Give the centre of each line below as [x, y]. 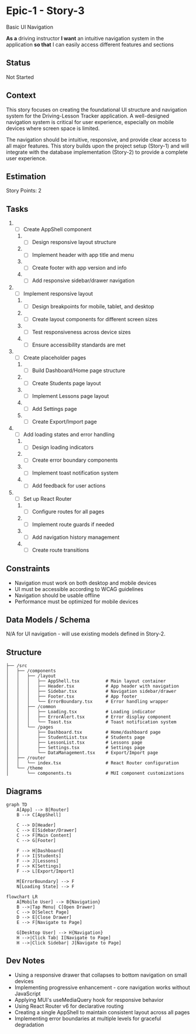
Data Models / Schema [48, 620]
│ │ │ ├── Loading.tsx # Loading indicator [81, 712]
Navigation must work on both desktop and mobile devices [85, 583]
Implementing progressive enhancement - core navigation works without [102, 987]
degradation [29, 1025]
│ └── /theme [25, 768]
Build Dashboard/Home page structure [79, 370]
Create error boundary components [75, 460]
